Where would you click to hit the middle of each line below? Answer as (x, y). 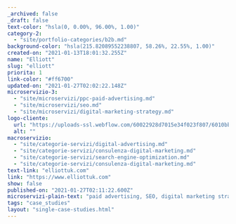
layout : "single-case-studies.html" (61, 210)
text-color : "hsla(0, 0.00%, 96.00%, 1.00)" (73, 27)
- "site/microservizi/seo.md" (58, 105)
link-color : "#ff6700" (40, 79)
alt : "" (25, 131)
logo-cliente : (28, 118)
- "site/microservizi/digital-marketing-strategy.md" (94, 112)
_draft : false (28, 20)
